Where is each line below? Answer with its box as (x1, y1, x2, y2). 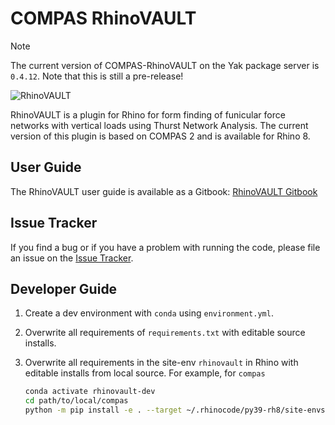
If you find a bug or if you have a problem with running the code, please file (10, 241, 321, 253)
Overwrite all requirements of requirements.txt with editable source (24, 327, 306, 339)
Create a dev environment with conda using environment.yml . (24, 307, 274, 319)
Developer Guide (10, 280, 118, 297)
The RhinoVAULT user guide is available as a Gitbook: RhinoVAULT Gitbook (10, 185, 318, 197)
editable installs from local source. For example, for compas (24, 367, 266, 379)
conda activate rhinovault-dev (24, 387, 156, 397)
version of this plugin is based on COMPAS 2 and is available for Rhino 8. (10, 130, 311, 142)
